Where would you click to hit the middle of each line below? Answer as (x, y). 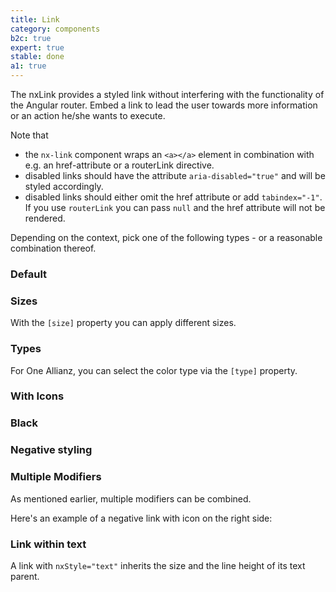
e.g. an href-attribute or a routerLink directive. (119, 165)
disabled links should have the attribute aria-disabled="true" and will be (175, 175)
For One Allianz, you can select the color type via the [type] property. (154, 370)
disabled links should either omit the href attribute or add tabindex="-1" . (173, 197)
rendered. (45, 218)
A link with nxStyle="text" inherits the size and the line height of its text (158, 565)
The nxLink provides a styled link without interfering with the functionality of (167, 94)
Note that (29, 135)
